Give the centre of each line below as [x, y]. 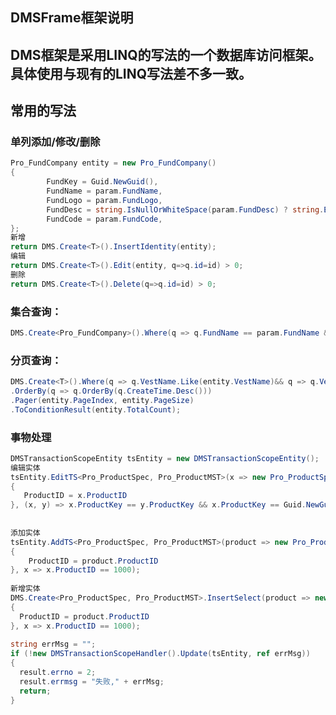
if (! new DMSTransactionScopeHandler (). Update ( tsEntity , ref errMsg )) [160, 654]
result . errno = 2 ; [58, 673]
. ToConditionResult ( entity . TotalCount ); [96, 409]
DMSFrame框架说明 [72, 18]
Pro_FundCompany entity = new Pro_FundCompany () [113, 163]
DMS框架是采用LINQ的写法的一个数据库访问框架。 [166, 54]
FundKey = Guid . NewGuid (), [102, 182]
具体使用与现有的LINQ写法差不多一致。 [131, 73]
